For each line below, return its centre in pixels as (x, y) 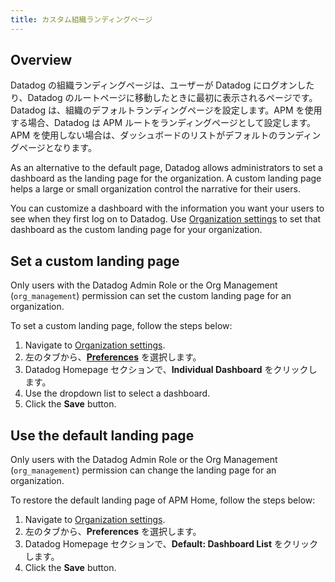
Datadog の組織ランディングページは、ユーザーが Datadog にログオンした (162, 85)
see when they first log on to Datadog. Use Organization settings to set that (166, 219)
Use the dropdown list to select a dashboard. (117, 393)
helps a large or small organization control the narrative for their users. (155, 189)
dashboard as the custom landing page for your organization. (136, 230)
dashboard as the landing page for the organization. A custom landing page (166, 178)
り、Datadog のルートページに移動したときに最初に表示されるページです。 (164, 98)
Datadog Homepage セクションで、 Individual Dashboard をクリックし (171, 370)
